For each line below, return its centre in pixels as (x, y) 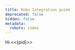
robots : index (24, 28)
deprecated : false (24, 14)
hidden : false (20, 19)
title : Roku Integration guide (38, 10)
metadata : (15, 24)
